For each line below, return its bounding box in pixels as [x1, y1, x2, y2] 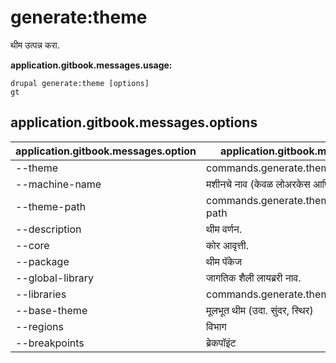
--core [15, 238, 50, 252]
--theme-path [15, 199, 87, 213]
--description [15, 222, 82, 236]
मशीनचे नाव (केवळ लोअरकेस [206, 177, 311, 191]
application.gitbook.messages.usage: [10, 59, 173, 71]
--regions [15, 319, 65, 333]
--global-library [15, 271, 95, 285]
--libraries [15, 287, 67, 301]
